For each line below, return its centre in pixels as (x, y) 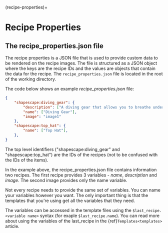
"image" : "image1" (42, 116)
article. (12, 226)
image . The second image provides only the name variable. (66, 180)
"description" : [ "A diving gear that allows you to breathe (87, 107)
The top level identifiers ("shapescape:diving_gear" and (62, 149)
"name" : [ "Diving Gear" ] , (50, 112)
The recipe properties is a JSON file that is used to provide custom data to (82, 58)
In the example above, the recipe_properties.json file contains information (81, 169)
